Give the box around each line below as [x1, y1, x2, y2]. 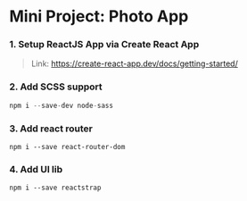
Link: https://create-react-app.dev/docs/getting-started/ [30, 58, 238, 69]
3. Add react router [9, 122, 94, 135]
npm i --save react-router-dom [9, 142, 126, 151]
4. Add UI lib [9, 163, 63, 175]
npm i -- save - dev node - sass [9, 101, 114, 110]
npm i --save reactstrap [9, 183, 102, 193]
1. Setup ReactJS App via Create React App [9, 38, 200, 51]
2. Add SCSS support [9, 80, 103, 93]
